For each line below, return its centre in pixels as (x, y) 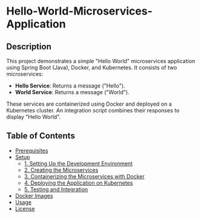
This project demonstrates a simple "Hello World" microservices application (101, 61)
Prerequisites (31, 151)
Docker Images (34, 196)
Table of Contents (41, 136)
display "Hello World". (34, 117)
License (25, 208)
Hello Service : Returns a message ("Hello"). (70, 86)
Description (29, 46)
